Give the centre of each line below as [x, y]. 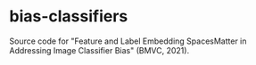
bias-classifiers [69, 16]
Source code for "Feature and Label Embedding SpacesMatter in [128, 41]
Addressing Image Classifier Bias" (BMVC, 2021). [99, 50]
